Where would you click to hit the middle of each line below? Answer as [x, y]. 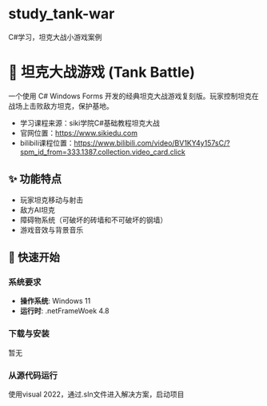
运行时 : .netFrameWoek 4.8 [64, 311]
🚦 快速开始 [34, 258]
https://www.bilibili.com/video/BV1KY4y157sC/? [152, 143]
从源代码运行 [33, 375]
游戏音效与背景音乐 [52, 229]
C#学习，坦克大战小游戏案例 [55, 37]
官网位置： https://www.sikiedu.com [79, 133]
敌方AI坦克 [38, 209]
